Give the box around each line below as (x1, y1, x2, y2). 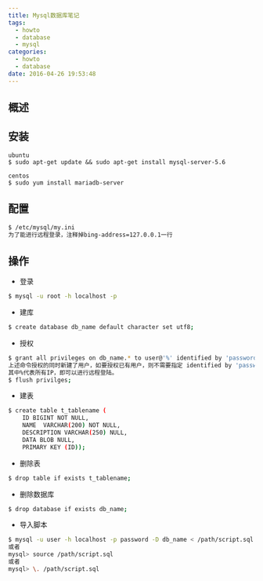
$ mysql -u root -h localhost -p (8, 292, 117, 301)
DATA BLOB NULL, (22, 436, 76, 444)
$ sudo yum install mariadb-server (8, 178, 124, 187)
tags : (8, 19, 26, 27)
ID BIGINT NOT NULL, (22, 414, 89, 422)
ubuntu (8, 151, 30, 159)
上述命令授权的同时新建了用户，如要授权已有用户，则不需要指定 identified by (8, 361, 232, 369)
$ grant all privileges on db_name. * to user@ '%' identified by (8, 354, 222, 362)
